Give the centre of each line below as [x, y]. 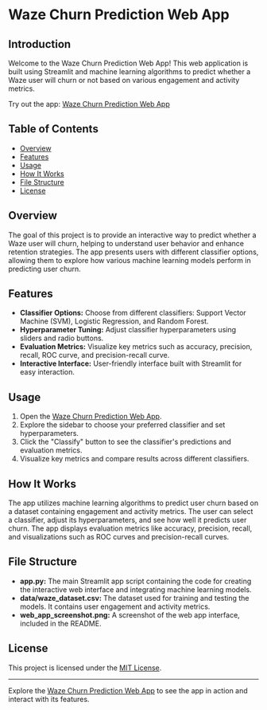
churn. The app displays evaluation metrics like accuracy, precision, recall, [130, 528]
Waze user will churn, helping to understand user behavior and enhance [126, 243]
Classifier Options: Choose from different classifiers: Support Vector [133, 313]
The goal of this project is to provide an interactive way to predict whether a [132, 235]
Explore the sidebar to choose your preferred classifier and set [122, 425]
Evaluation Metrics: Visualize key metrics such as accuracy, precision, [136, 347]
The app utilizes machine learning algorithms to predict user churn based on [133, 503]
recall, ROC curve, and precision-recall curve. [95, 355]
